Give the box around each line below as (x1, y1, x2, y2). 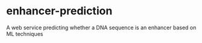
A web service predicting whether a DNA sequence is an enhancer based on (6, 24, 197, 31)
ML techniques (6, 30, 43, 37)
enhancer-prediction (6, 4, 113, 18)
